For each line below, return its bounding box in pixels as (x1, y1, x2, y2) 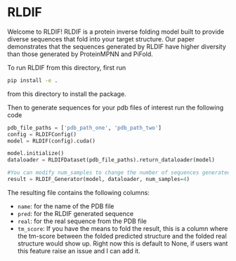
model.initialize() (7, 150, 65, 157)
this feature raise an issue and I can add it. (17, 246, 140, 255)
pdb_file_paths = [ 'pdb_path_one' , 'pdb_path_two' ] (7, 124, 162, 131)
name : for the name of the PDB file (17, 201, 114, 210)
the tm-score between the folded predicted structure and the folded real (17, 232, 227, 240)
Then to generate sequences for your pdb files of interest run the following (7, 103, 223, 112)
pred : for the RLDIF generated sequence (17, 209, 134, 217)
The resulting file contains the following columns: (7, 188, 150, 196)
